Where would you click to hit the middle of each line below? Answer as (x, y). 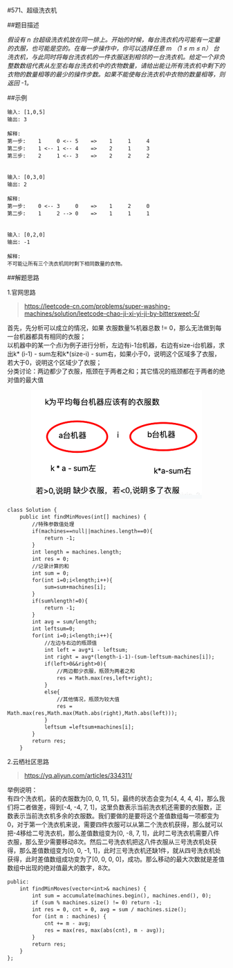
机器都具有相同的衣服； (53, 336)
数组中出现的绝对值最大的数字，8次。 (60, 868)
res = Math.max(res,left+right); (105, 678)
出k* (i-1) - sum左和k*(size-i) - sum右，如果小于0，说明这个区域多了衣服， (114, 354)
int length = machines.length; (77, 552)
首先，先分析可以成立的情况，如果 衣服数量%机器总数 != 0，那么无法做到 (111, 328)
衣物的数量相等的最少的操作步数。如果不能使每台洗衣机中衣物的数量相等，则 (116, 74)
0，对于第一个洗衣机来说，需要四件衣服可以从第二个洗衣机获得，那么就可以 (115, 824)
